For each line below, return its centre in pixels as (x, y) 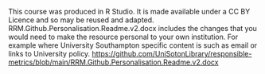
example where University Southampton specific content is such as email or (133, 45)
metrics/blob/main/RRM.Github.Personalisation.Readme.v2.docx (113, 62)
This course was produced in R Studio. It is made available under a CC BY (129, 12)
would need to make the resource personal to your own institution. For (123, 37)
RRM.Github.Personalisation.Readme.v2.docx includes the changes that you (132, 28)
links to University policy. (49, 54)
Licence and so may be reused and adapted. (81, 20)
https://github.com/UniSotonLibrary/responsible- (172, 54)
